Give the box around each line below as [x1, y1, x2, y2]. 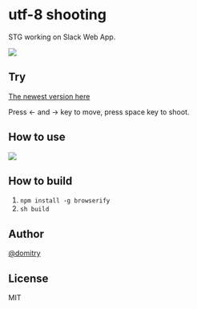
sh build [19, 206, 50, 214]
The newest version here [8, 91, 90, 101]
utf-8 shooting [8, 6, 107, 24]
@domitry [8, 248, 42, 258]
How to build [8, 174, 73, 187]
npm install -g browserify [19, 197, 111, 205]
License [8, 271, 49, 285]
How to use [8, 130, 66, 144]
